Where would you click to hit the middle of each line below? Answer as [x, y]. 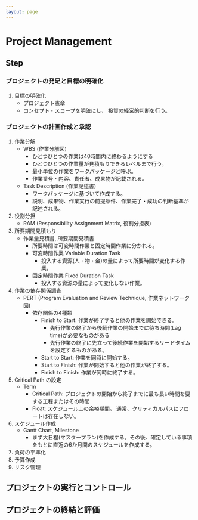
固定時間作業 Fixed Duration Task [73, 276]
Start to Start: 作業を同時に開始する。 [87, 357]
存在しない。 [64, 416]
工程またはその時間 [66, 401]
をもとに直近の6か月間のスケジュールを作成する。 [94, 444]
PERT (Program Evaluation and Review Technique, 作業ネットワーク [106, 298]
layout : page [22, 12]
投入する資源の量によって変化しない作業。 [93, 283]
